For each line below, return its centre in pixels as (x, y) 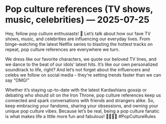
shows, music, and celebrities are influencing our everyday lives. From (78, 39)
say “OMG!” (17, 80)
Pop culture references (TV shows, (79, 9)
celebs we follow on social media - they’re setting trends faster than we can (83, 75)
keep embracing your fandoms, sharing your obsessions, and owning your (82, 106)
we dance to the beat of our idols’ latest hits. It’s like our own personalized (81, 64)
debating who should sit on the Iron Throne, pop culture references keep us (83, 95)
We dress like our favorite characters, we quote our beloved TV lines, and (81, 59)
